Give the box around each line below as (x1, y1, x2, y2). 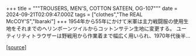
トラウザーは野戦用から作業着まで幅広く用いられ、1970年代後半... (31, 32, 191, 39)
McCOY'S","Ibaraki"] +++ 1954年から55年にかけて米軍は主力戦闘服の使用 (6, 18, 184, 25)
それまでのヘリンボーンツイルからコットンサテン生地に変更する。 (16, 25, 176, 32)
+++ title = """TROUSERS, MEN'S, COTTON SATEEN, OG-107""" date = (6, 5, 178, 12)
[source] (6, 44, 27, 51)
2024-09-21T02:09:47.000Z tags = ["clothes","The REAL (6, 11, 143, 18)
